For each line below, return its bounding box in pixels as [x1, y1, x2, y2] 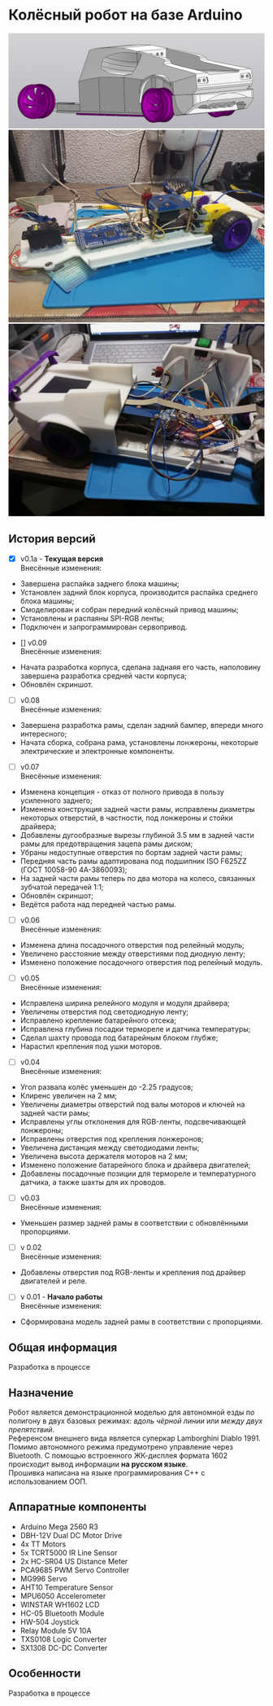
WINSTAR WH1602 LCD [19, 1599, 100, 1609]
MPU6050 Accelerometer [19, 1590, 106, 1601]
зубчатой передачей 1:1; [19, 882, 104, 892]
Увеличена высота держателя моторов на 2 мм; [19, 1151, 188, 1161]
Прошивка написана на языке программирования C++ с [8, 1467, 206, 1477]
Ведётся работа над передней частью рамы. [19, 899, 177, 909]
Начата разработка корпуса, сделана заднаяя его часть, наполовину [19, 662, 262, 672]
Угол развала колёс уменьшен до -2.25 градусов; [19, 1082, 193, 1092]
